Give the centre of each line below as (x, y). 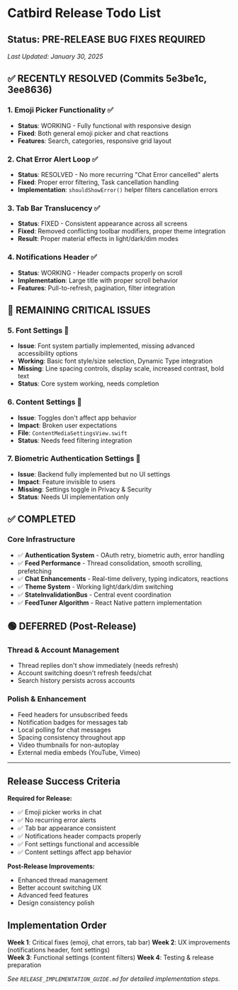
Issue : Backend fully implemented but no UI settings (94, 474)
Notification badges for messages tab (73, 722)
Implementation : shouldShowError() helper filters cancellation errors (118, 189)
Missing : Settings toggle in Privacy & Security (85, 489)
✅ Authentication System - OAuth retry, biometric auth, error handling (121, 555)
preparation (24, 965)
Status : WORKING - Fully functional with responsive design (104, 125)
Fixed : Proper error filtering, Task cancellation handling (98, 182)
